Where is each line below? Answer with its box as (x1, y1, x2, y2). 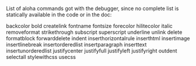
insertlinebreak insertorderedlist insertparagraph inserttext (6, 41, 147, 48)
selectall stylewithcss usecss (6, 54, 76, 60)
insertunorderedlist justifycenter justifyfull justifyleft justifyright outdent (6, 47, 177, 54)
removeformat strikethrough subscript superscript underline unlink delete (6, 29, 183, 36)
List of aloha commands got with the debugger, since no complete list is (6, 5, 179, 12)
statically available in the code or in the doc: (6, 11, 112, 18)
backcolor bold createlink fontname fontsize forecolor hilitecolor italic (6, 23, 173, 29)
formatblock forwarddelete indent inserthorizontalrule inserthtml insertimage (6, 35, 190, 41)
